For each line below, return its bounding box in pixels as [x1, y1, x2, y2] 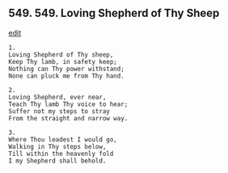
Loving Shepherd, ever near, [8, 93, 107, 101]
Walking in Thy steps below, [8, 142, 107, 150]
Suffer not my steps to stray [8, 107, 111, 116]
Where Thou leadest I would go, [8, 135, 117, 144]
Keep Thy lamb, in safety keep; [8, 57, 117, 65]
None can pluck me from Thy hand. [8, 72, 125, 80]
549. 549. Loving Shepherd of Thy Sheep [8, 6, 220, 20]
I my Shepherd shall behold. [8, 157, 107, 165]
